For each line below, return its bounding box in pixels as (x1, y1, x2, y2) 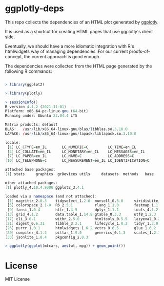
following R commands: (5, 68, 52, 74)
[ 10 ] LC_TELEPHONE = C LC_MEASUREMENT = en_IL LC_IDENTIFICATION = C (5, 158, 150, 163)
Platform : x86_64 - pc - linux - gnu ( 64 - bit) (5, 109, 89, 114)
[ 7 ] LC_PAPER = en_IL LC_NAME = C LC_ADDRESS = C (7, 154, 134, 159)
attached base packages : (5, 167, 56, 172)
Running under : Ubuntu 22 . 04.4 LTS (5, 113, 78, 118)
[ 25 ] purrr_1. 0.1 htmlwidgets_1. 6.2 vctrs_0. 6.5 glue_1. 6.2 (5, 225, 156, 230)
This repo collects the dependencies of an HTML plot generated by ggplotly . (5, 19, 159, 25)
